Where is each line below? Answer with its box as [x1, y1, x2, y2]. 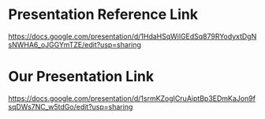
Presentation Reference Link [8, 6, 199, 24]
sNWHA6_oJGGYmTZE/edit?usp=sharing [8, 39, 142, 49]
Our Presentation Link [8, 68, 155, 86]
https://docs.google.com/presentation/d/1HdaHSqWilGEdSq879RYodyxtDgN [8, 32, 257, 41]
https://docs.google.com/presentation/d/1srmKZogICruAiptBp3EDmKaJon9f [8, 93, 256, 103]
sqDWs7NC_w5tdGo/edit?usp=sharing [8, 102, 133, 111]
